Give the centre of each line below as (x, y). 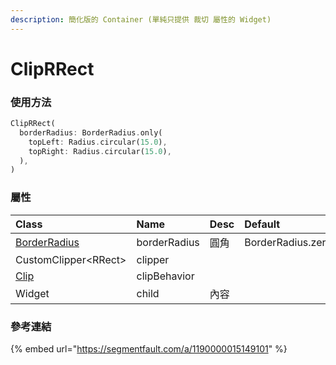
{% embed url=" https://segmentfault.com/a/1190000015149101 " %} (149, 348)
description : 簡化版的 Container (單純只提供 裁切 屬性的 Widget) (141, 19)
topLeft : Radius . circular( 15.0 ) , (98, 142)
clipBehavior (165, 276)
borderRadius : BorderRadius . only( (91, 132)
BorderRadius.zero (288, 242)
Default (262, 224)
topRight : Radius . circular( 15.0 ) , (100, 151)
